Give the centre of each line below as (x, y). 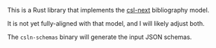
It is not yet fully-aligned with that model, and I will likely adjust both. (106, 23)
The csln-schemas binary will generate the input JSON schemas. (100, 37)
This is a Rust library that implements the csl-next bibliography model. (108, 10)
